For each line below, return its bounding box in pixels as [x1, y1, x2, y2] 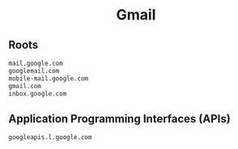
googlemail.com [8, 66, 60, 74]
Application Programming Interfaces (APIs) [8, 112, 231, 126]
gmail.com [8, 82, 42, 90]
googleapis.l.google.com [8, 134, 92, 142]
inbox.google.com [8, 89, 67, 98]
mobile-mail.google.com [8, 74, 89, 83]
